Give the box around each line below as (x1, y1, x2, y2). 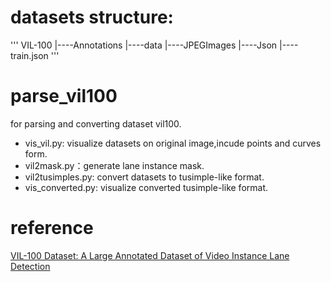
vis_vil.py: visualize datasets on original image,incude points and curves (24, 137, 322, 149)
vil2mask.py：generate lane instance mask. (24, 159, 205, 171)
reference (10, 217, 94, 240)
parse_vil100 (10, 85, 118, 108)
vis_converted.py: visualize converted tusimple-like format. (24, 181, 269, 193)
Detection (10, 260, 51, 272)
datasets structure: (10, 6, 174, 29)
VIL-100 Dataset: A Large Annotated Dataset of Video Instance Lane (10, 249, 290, 261)
